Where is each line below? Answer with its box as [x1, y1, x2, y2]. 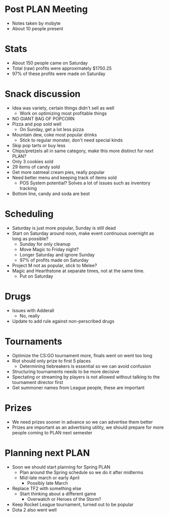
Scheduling [5, 208, 54, 220]
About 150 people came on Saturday [12, 59, 88, 66]
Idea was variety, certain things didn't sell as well [12, 105, 115, 111]
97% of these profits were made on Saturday [12, 71, 105, 77]
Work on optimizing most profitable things [19, 110, 107, 116]
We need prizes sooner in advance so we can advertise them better [12, 419, 153, 425]
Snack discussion [5, 88, 81, 100]
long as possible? [12, 235, 48, 241]
